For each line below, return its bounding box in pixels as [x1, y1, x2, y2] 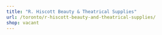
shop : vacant [6, 20, 39, 26]
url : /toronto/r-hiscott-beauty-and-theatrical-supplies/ [6, 14, 156, 20]
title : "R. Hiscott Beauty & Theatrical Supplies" [6, 8, 137, 15]
